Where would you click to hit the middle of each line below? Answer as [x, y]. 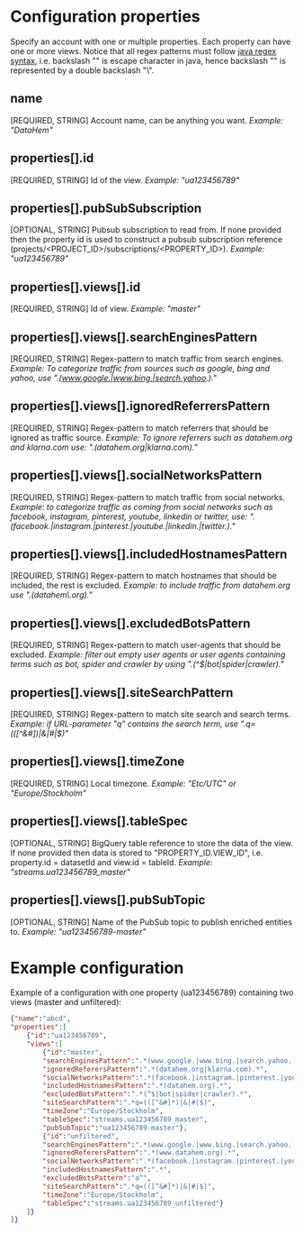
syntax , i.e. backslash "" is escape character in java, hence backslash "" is [148, 60]
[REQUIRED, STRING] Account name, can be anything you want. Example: [147, 120]
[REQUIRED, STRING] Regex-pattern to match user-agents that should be [146, 645]
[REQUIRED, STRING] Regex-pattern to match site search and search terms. [151, 715]
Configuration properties [105, 17]
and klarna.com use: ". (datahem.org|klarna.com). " [104, 447]
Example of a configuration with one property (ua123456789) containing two [152, 992]
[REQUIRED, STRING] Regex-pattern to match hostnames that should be [143, 576]
